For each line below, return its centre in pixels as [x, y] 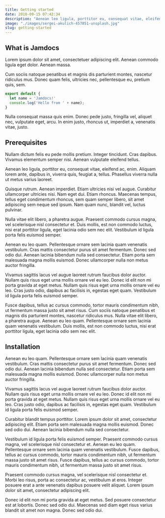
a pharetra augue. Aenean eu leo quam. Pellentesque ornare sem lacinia [78, 321]
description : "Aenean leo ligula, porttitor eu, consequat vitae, [74, 19]
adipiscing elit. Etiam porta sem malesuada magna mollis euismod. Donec [79, 424]
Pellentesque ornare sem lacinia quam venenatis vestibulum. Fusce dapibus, [82, 450]
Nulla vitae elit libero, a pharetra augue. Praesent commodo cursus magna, [81, 219]
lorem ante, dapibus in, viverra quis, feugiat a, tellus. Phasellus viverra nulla [81, 174]
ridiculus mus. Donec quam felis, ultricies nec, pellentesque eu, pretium [77, 79]
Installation [23, 347]
